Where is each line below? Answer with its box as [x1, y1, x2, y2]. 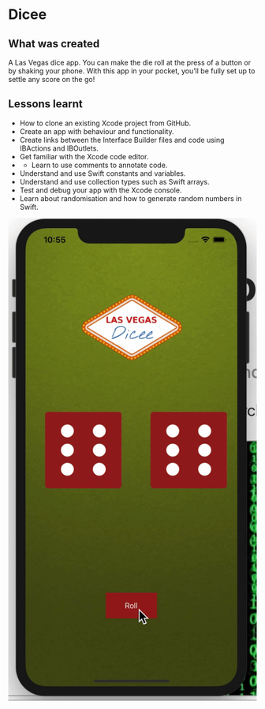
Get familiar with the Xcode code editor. [19, 151, 149, 161]
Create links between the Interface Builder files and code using [19, 135, 225, 144]
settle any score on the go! [8, 75, 95, 84]
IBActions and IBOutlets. [19, 144, 99, 153]
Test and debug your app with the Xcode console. [19, 185, 182, 195]
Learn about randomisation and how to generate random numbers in [19, 193, 242, 203]
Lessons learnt [8, 97, 83, 111]
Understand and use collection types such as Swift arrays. [19, 177, 210, 186]
